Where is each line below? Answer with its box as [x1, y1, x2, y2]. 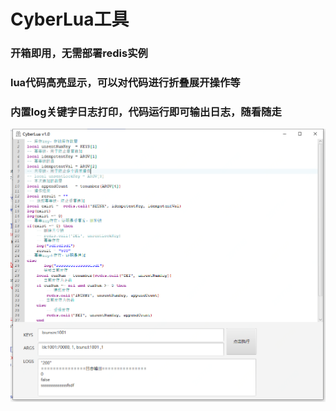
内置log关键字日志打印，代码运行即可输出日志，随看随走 [10, 105, 282, 119]
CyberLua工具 [10, 8, 130, 31]
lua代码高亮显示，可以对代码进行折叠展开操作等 [10, 76, 241, 90]
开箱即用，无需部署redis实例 [10, 46, 148, 60]
